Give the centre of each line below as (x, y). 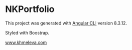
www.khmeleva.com (26, 42)
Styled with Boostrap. (27, 32)
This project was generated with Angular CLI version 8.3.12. (66, 23)
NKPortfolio (30, 9)
